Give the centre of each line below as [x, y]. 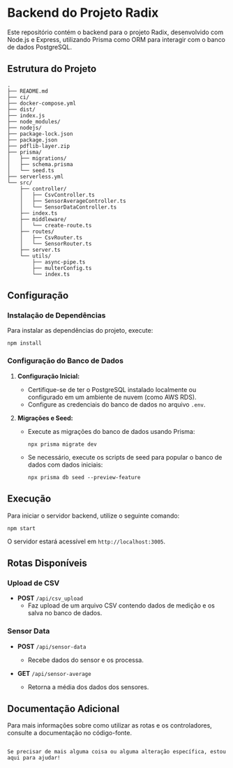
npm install [24, 343]
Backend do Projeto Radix [83, 13]
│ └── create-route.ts [56, 225]
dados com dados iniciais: [65, 465]
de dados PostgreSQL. [39, 47]
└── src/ [20, 183]
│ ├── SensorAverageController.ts [73, 201]
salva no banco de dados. [65, 613]
